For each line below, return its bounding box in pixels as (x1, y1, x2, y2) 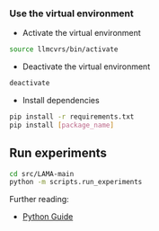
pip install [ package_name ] (9, 120, 115, 129)
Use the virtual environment (9, 7, 135, 20)
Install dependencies (22, 95, 101, 106)
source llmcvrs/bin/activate (9, 45, 119, 54)
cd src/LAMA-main (9, 169, 75, 178)
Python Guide (22, 211, 74, 222)
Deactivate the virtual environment (22, 61, 151, 72)
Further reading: (9, 194, 69, 205)
